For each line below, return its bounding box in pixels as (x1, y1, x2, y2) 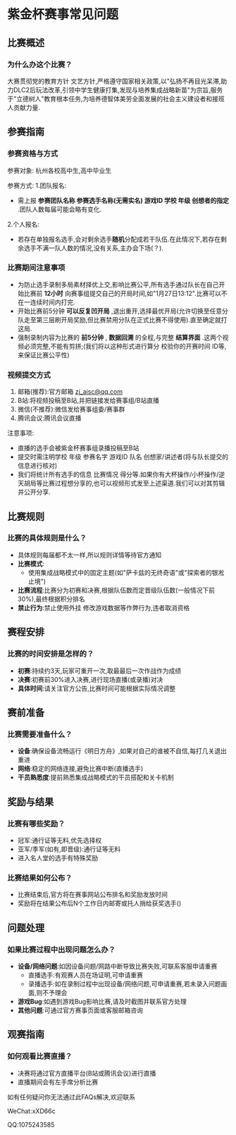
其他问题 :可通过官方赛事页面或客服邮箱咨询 (17, 1005, 143, 1015)
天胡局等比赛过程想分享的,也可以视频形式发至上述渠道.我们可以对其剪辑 (17, 479, 225, 488)
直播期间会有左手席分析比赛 (17, 1077, 99, 1086)
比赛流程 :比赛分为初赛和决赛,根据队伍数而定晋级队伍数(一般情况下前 (17, 585, 215, 594)
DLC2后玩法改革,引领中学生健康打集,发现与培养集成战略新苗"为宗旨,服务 (13, 85, 223, 94)
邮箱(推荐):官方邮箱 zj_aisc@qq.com (17, 387, 123, 396)
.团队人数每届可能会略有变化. (17, 205, 102, 213)
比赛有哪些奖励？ (7, 819, 66, 829)
